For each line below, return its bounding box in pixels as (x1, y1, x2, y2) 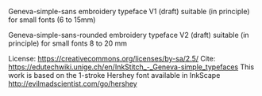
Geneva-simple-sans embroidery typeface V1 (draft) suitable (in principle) (8, 7, 250, 16)
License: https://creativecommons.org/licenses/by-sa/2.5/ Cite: (8, 54, 216, 63)
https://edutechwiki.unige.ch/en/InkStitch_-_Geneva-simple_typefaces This (8, 62, 255, 72)
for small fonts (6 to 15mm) (8, 15, 96, 24)
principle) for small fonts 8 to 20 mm (8, 39, 128, 48)
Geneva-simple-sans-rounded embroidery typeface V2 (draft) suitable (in (8, 31, 249, 39)
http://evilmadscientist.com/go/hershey (8, 79, 137, 88)
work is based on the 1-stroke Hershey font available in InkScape (8, 71, 221, 79)
